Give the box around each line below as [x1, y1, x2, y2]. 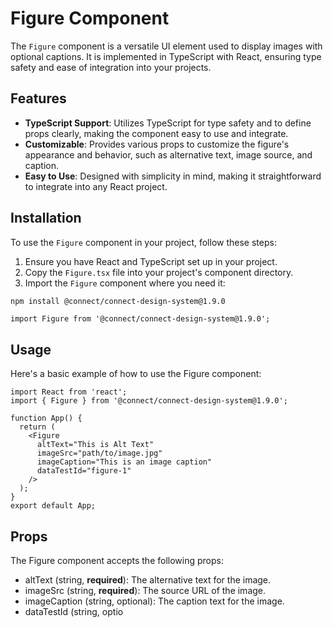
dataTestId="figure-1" [36, 466, 132, 476]
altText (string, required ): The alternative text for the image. [24, 574, 272, 586]
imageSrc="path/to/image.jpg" [36, 448, 163, 459]
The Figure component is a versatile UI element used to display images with [10, 40, 323, 52]
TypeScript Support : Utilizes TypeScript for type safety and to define [24, 117, 312, 129]
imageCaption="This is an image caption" [36, 457, 213, 467]
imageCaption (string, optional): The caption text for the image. [24, 595, 285, 607]
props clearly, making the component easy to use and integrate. [24, 127, 289, 139]
